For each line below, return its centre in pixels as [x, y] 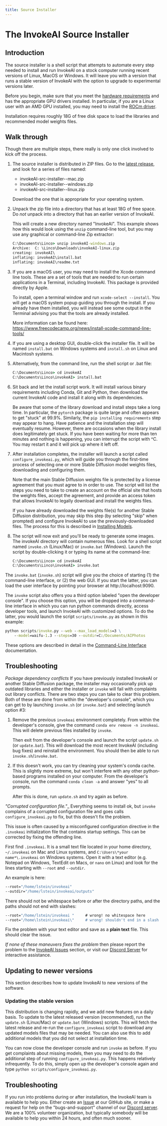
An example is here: [25, 877]
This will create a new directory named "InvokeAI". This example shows [85, 224]
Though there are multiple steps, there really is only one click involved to [80, 149]
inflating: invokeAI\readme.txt [46, 262]
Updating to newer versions [49, 971]
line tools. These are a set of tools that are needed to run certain [78, 277]
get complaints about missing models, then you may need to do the [74, 1053]
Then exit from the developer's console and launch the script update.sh [85, 740]
